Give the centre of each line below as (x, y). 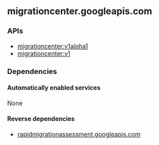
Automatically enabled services (54, 88)
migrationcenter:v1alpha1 (53, 46)
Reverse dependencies (41, 119)
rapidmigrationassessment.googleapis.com (78, 135)
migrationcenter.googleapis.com (80, 11)
